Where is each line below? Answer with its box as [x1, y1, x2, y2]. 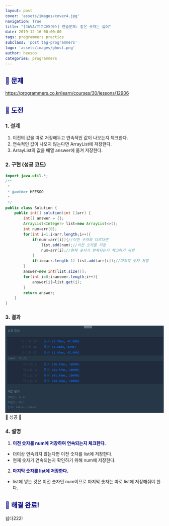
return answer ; [23, 290, 55, 295]
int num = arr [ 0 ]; [23, 227, 57, 232]
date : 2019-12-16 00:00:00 [5, 29, 62, 35]
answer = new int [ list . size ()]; [23, 269, 87, 274]
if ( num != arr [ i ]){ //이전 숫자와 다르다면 [32, 237, 109, 242]
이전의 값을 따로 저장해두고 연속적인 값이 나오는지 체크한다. [12, 135, 128, 140]
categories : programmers [5, 56, 57, 61]
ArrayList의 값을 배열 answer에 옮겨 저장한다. [12, 147, 103, 153]
